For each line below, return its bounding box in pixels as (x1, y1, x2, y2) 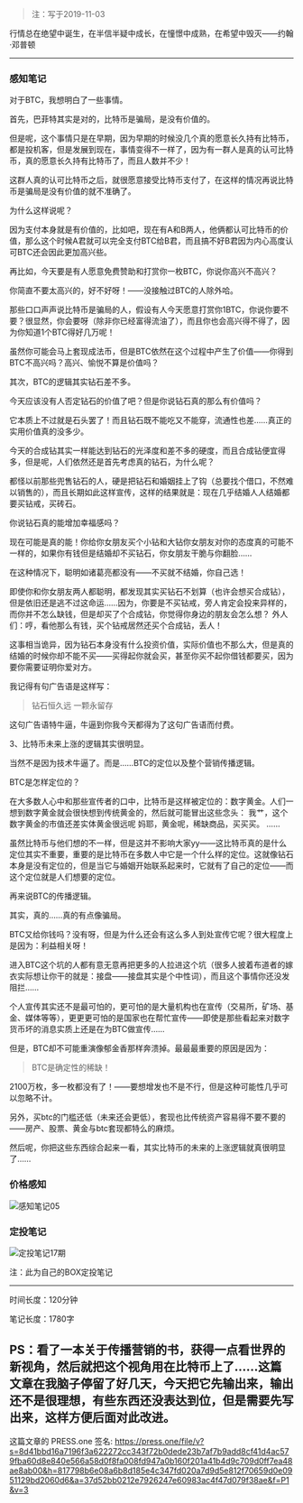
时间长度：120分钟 (9, 1294, 78, 1305)
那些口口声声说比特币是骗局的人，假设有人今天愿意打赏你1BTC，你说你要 (9, 304, 281, 315)
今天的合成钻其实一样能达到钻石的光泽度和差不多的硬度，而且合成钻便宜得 (9, 446, 286, 456)
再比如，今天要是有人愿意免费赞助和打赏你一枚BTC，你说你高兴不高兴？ (9, 266, 278, 277)
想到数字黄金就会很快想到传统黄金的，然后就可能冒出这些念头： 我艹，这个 (9, 807, 289, 818)
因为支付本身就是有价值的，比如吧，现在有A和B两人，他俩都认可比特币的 (9, 225, 281, 235)
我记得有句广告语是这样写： (9, 681, 113, 692)
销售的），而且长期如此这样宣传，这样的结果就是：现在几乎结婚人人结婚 (16, 487, 282, 498)
